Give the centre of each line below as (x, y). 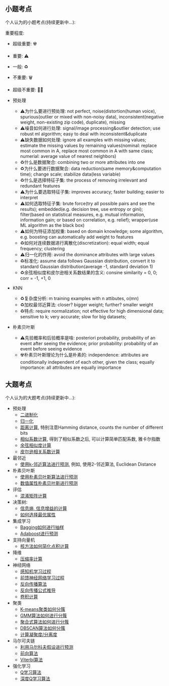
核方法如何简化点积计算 (44, 546)
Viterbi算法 (31, 659)
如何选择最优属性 (38, 514)
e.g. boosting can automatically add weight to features (77, 237)
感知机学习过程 (36, 571)
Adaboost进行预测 (39, 533)
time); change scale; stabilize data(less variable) (70, 174)
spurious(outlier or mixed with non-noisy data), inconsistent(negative (92, 117)
